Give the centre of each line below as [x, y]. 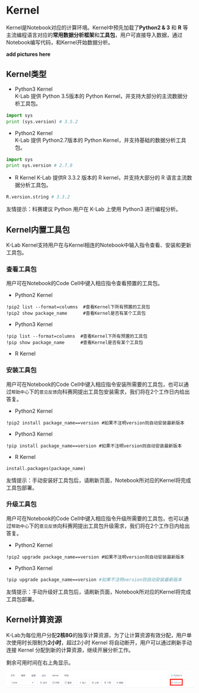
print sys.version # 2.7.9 [39, 166]
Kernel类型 [26, 74]
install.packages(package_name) [46, 468]
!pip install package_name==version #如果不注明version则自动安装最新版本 [94, 446]
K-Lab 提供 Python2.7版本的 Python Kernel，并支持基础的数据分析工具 [100, 140]
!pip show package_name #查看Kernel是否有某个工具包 [75, 343]
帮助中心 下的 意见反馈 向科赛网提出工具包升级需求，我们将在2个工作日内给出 [101, 526]
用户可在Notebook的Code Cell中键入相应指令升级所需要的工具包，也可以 [95, 518]
